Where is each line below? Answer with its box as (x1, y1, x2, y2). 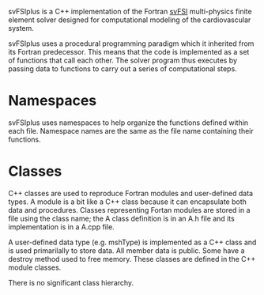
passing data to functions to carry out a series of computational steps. (8, 64, 237, 74)
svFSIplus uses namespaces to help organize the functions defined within (8, 118, 249, 127)
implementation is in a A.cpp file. (8, 221, 115, 232)
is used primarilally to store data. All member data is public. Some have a (8, 245, 245, 255)
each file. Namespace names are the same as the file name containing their (8, 126, 255, 135)
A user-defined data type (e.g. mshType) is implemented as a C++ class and (8, 237, 257, 247)
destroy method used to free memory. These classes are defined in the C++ (8, 254, 256, 263)
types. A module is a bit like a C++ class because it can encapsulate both (8, 197, 247, 206)
